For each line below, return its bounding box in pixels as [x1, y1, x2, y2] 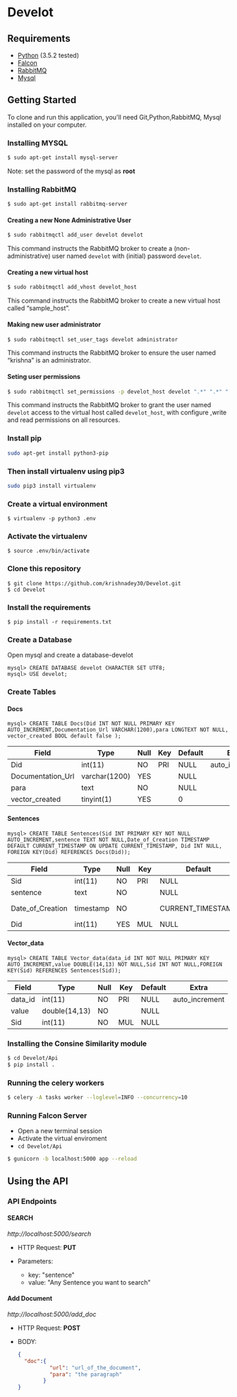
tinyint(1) [80, 795, 112, 805]
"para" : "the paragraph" [49, 1371, 123, 1378]
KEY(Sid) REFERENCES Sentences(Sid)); [7, 966, 121, 974]
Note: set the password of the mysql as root [7, 167, 135, 175]
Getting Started [7, 94, 77, 106]
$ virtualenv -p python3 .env [7, 515, 97, 522]
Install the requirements [7, 602, 91, 612]
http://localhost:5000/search [7, 1229, 92, 1238]
